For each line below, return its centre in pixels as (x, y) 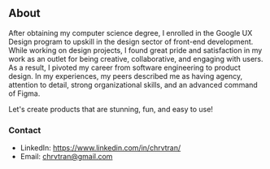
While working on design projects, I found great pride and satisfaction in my (135, 50)
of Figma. (24, 93)
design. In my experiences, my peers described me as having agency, (126, 76)
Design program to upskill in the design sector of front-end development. (131, 41)
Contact (25, 130)
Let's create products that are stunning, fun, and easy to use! (111, 109)
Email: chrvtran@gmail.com (66, 157)
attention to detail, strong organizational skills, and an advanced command (133, 84)
